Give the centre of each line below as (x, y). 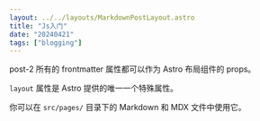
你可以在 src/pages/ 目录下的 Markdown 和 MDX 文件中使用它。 (128, 108)
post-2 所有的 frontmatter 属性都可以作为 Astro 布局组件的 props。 (133, 69)
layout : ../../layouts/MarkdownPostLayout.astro (102, 17)
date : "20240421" (42, 34)
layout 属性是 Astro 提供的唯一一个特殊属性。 (94, 88)
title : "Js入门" (38, 26)
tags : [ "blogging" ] (46, 43)
